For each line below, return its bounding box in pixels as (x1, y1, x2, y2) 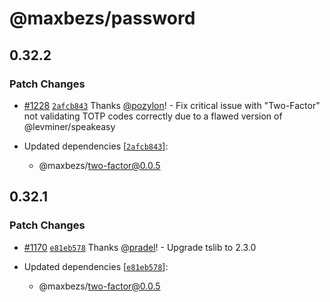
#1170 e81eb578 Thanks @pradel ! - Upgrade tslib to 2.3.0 (23, 241, 257, 253)
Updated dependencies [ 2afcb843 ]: (23, 140, 169, 152)
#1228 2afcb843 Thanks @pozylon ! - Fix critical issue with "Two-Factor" (23, 99, 321, 111)
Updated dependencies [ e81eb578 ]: (23, 260, 169, 272)
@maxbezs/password (9, 7, 196, 30)
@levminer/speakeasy (23, 120, 116, 132)
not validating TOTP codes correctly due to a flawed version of (23, 110, 283, 122)
